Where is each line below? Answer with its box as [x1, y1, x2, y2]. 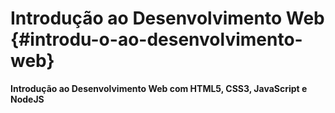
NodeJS [10, 93, 45, 105]
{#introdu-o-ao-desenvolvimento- [10, 28, 303, 51]
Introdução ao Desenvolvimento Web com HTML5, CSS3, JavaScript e [10, 82, 308, 94]
